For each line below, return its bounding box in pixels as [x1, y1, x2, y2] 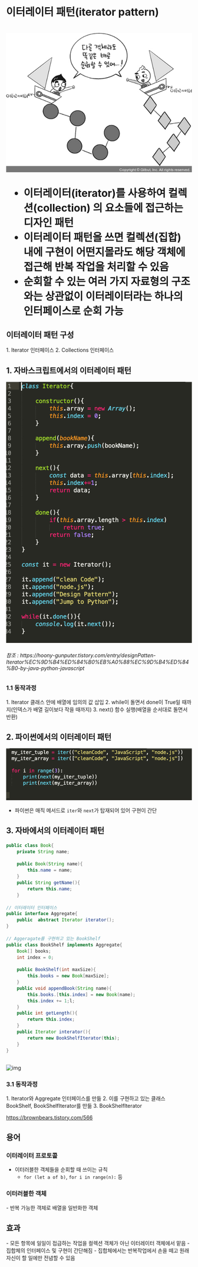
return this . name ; [27, 886, 72, 892]
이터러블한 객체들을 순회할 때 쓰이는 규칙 [14, 1166, 108, 1173]
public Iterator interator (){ [16, 1029, 91, 1035]
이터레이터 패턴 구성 [6, 329, 74, 339]
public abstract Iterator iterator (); [16, 917, 115, 923]
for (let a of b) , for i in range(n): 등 [23, 1173, 123, 1180]
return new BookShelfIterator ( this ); [27, 1035, 120, 1041]
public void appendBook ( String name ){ [16, 985, 112, 991]
